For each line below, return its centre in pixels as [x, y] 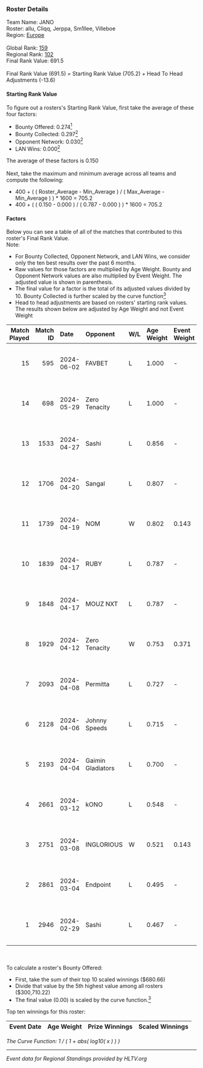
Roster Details [27, 9]
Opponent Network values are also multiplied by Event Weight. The [98, 276]
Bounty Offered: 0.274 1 [43, 126]
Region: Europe [25, 35]
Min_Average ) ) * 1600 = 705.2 [54, 198]
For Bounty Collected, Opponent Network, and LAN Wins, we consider [102, 257]
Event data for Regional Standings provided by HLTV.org [77, 1058]
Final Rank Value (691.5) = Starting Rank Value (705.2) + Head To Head [95, 74]
